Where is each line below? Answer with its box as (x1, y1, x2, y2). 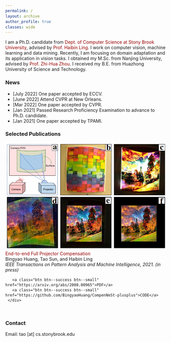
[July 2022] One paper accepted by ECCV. (12, 90, 103, 97)
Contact (5, 320, 26, 327)
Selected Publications (5, 130, 61, 138)
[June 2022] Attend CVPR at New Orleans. (12, 96, 103, 102)
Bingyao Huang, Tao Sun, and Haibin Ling (5, 256, 93, 262)
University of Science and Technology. (5, 66, 87, 73)
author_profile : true (5, 19, 52, 24)
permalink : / (5, 8, 33, 13)
